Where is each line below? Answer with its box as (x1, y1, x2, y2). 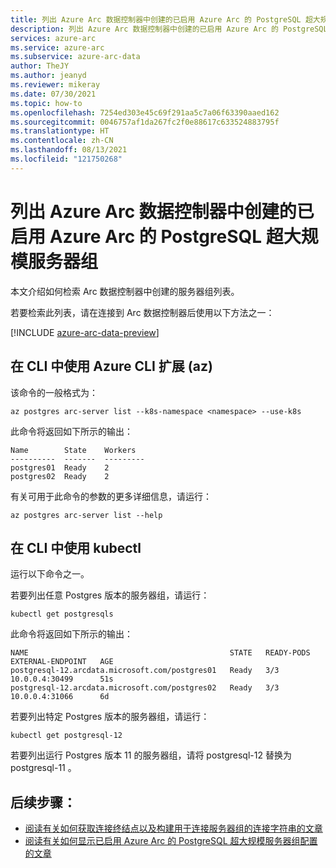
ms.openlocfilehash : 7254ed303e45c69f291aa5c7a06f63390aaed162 (10, 107, 280, 118)
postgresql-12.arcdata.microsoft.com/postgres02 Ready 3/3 (10, 683, 280, 693)
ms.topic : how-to (10, 98, 83, 108)
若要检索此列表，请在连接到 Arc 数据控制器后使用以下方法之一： (10, 306, 275, 318)
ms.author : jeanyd (10, 71, 87, 81)
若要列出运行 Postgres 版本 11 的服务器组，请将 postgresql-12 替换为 (10, 749, 292, 761)
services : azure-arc (10, 33, 97, 43)
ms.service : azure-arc (10, 42, 105, 53)
